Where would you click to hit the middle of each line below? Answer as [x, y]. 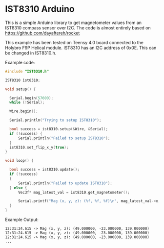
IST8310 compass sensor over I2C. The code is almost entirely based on [78, 27]
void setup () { [20, 89]
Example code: [20, 62]
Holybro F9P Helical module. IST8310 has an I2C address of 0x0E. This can [81, 48]
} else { [18, 188]
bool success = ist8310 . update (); [44, 170]
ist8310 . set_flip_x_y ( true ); [39, 147]
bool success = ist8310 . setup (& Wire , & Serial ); [59, 129]
